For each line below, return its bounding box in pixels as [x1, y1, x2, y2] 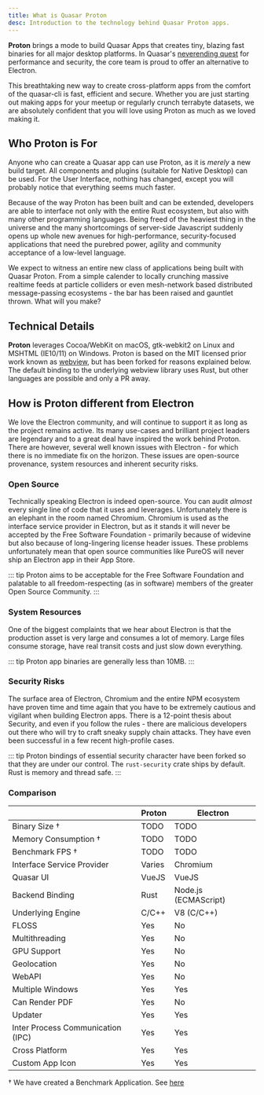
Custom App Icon [12, 1058, 76, 1069]
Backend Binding [12, 890, 75, 901]
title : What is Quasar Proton [8, 11, 108, 20]
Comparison [8, 787, 57, 798]
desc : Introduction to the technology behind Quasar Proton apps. [8, 19, 230, 27]
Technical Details [8, 319, 95, 333]
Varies [141, 859, 165, 870]
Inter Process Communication [12, 1023, 122, 1034]
